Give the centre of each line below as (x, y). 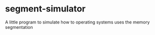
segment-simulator (46, 9)
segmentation (19, 27)
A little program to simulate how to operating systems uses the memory (77, 22)
